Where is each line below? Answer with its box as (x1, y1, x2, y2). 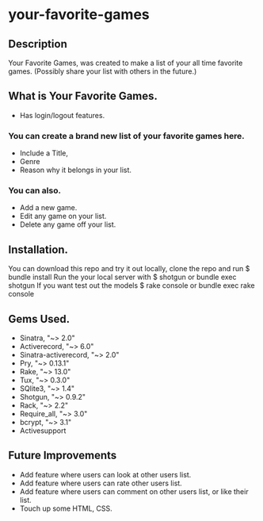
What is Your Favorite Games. (8, 90, 158, 103)
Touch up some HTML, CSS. (19, 504, 112, 513)
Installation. (8, 243, 69, 256)
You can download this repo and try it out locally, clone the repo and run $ (8, 264, 250, 274)
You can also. (8, 185, 62, 196)
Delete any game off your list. (19, 220, 116, 229)
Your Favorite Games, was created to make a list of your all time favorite (8, 58, 243, 67)
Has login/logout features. (19, 110, 105, 120)
